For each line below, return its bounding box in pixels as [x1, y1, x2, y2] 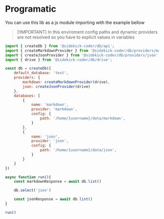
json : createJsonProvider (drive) [22, 84, 91, 89]
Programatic [5, 3, 57, 15]
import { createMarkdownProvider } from [5, 48, 89, 53]
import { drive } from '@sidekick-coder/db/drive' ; [5, 57, 112, 62]
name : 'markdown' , [31, 102, 69, 107]
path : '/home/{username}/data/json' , [40, 148, 117, 153]
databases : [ [14, 93, 41, 98]
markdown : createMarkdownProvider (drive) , [22, 80, 110, 85]
